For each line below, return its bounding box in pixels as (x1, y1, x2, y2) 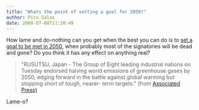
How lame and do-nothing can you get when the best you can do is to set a (6, 37, 193, 44)
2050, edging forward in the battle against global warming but (20, 73, 175, 81)
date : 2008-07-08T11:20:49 (6, 20, 74, 26)
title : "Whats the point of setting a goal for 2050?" (6, 8, 147, 15)
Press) (20, 87, 37, 94)
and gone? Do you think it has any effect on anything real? (6, 49, 150, 57)
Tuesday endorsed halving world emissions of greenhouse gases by (20, 67, 191, 75)
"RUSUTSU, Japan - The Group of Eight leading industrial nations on (20, 61, 191, 68)
